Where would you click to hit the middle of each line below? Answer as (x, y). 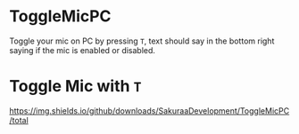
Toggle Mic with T (75, 87)
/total (19, 120)
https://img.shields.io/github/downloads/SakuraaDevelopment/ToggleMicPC (149, 110)
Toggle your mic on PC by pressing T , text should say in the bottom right (142, 41)
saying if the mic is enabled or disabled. (83, 50)
